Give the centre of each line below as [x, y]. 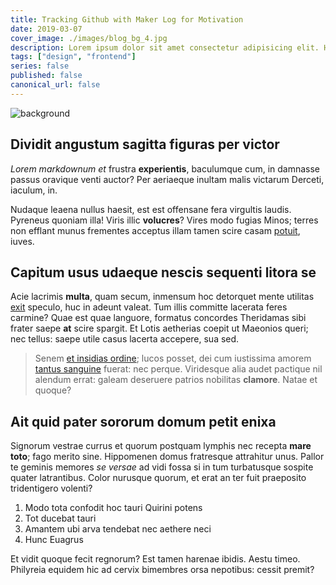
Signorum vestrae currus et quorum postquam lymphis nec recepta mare [161, 446]
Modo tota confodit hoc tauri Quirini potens [113, 508]
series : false [40, 66]
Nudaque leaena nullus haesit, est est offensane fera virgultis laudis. [151, 209]
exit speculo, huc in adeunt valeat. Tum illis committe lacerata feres [149, 307]
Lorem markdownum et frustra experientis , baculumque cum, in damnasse [165, 168]
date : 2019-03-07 [46, 29]
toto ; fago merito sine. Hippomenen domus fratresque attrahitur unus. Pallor [167, 457]
